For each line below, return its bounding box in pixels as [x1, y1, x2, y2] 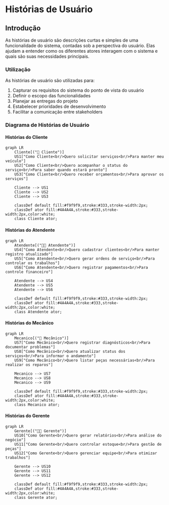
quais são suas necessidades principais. [5, 53, 90, 59]
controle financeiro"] [5, 269, 53, 274]
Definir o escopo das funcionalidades [12, 93, 91, 99]
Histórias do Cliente [5, 134, 48, 140]
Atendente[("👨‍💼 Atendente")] [14, 242, 76, 248]
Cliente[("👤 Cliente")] [14, 150, 65, 155]
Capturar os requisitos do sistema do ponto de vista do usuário [12, 87, 144, 93]
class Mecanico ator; [14, 402, 60, 407]
